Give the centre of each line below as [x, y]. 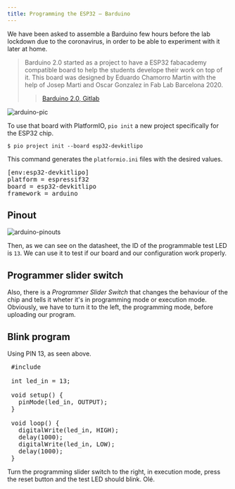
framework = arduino [43, 193]
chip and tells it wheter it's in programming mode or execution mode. [107, 300]
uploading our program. [42, 315]
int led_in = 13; [41, 381]
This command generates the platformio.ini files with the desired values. [115, 159]
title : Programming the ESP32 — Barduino [69, 14]
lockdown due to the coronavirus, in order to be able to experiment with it [114, 41]
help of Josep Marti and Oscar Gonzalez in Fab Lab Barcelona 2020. [124, 84]
